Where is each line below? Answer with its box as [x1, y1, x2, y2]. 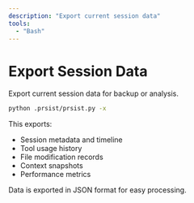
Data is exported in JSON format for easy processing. [8, 185, 188, 195]
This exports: [8, 119, 53, 129]
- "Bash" [15, 27, 45, 35]
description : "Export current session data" [8, 11, 161, 20]
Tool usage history [19, 144, 82, 153]
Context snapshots [19, 161, 83, 171]
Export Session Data [8, 62, 148, 80]
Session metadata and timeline [19, 135, 123, 145]
